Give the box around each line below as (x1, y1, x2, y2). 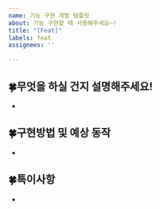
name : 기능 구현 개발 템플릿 (8, 11, 90, 20)
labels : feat (8, 33, 52, 42)
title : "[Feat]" (8, 26, 62, 34)
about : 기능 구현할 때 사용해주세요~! (8, 19, 117, 27)
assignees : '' (8, 41, 56, 49)
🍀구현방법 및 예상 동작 (8, 126, 111, 140)
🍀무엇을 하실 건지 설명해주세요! (8, 79, 153, 93)
